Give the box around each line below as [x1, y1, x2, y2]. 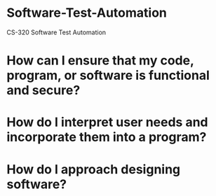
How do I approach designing [6, 161, 181, 177]
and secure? [6, 83, 81, 99]
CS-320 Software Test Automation [6, 28, 107, 36]
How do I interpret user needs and [6, 114, 208, 130]
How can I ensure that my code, [6, 52, 194, 69]
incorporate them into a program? [6, 129, 207, 145]
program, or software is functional [6, 68, 210, 83]
